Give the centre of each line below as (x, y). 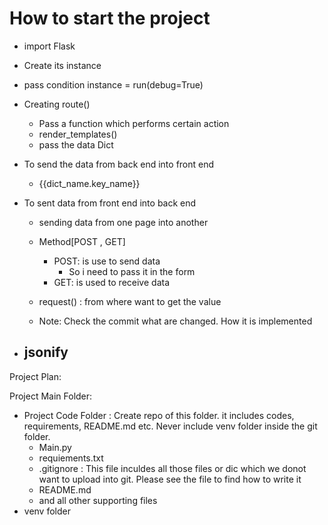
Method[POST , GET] (82, 241)
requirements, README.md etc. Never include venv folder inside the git (170, 426)
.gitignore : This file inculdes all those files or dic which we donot (172, 468)
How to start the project (110, 18)
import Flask (49, 46)
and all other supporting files (98, 500)
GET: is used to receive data (112, 282)
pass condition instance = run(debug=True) (113, 84)
